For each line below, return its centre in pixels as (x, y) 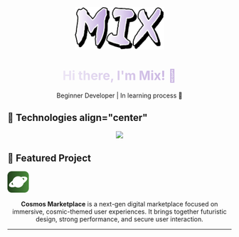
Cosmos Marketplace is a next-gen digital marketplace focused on (119, 204)
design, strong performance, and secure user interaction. (119, 219)
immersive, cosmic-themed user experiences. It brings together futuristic (119, 212)
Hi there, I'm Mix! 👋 (119, 76)
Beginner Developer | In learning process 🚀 (119, 95)
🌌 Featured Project (49, 158)
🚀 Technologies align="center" (78, 118)
